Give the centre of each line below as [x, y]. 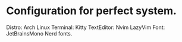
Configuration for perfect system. [92, 11]
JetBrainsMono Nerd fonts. [39, 33]
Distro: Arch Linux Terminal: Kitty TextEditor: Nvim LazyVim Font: [86, 27]
